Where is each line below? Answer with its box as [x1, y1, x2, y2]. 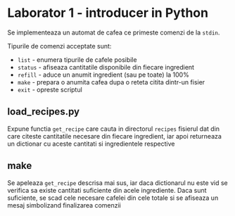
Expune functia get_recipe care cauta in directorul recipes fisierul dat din [7, 125, 220, 133]
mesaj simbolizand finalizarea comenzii [7, 201, 121, 209]
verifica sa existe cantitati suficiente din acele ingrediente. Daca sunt [7, 186, 207, 194]
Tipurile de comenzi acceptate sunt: [7, 42, 112, 50]
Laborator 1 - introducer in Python [7, 5, 209, 21]
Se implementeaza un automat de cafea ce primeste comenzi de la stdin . [7, 28, 220, 37]
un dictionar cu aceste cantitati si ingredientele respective [7, 139, 175, 148]
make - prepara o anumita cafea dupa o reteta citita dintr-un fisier [17, 77, 205, 86]
